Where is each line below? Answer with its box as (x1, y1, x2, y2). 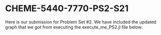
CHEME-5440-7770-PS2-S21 (5, 3, 129, 14)
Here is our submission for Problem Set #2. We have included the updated (5, 19, 157, 25)
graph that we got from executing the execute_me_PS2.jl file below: (5, 24, 143, 30)
